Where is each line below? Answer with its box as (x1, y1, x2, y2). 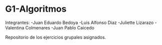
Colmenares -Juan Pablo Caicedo (25, 24, 95, 30)
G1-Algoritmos (5, 3, 67, 15)
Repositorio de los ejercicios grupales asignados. (5, 34, 106, 40)
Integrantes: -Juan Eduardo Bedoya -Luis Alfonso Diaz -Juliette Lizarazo (5, 20, 154, 25)
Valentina (5, 24, 24, 30)
